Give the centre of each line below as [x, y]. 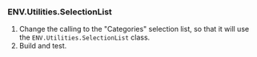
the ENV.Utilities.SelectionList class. [84, 37]
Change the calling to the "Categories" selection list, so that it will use [134, 29]
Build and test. [43, 46]
